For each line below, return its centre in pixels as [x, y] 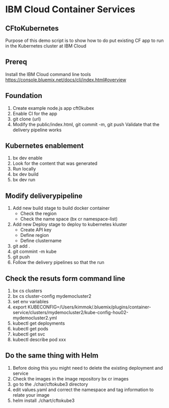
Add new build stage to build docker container [61, 208]
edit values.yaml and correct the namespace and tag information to [83, 390]
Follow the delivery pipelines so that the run [58, 262]
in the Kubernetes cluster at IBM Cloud [46, 46]
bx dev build [26, 174]
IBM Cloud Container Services [71, 9]
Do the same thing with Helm [52, 356]
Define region [35, 235]
